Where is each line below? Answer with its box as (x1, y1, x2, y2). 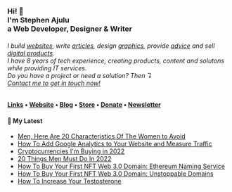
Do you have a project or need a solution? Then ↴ (7, 71, 153, 79)
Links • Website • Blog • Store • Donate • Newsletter (7, 101, 162, 109)
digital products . (7, 49, 55, 57)
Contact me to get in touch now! (7, 79, 101, 87)
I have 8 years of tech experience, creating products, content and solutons (7, 56, 225, 65)
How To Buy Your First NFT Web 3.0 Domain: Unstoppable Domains (17, 169, 214, 178)
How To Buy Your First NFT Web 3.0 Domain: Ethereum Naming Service (17, 162, 226, 171)
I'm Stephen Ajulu (7, 15, 70, 25)
